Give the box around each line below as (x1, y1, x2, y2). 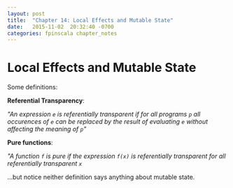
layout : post (7, 10, 45, 17)
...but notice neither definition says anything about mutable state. (7, 173, 195, 182)
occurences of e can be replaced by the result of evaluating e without (7, 117, 209, 126)
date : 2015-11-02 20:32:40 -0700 (7, 23, 114, 30)
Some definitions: (7, 83, 58, 92)
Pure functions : (7, 138, 54, 147)
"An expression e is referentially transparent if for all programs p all (7, 110, 201, 119)
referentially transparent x (7, 159, 83, 168)
